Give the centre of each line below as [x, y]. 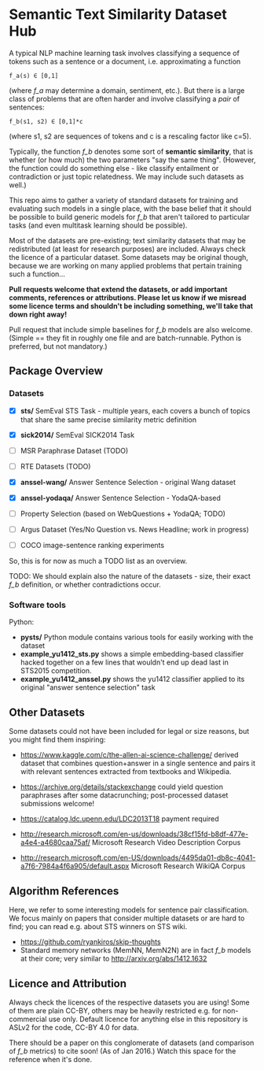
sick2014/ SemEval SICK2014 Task [77, 435]
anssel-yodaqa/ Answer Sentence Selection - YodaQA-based [120, 498]
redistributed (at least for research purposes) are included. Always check [127, 249]
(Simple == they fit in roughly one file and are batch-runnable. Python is [125, 338]
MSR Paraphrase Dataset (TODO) [74, 450]
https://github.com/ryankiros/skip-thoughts [90, 942]
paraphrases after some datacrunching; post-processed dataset [124, 795]
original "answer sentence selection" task [88, 687]
